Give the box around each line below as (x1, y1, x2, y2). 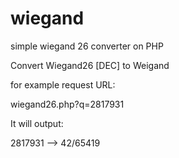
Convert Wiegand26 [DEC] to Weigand (10, 59, 170, 71)
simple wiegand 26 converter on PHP (10, 40, 164, 52)
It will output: (10, 117, 64, 129)
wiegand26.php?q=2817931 (10, 98, 125, 110)
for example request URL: (10, 78, 116, 91)
